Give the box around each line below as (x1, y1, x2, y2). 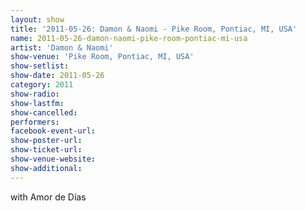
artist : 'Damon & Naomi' (10, 42, 114, 53)
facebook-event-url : (10, 126, 97, 136)
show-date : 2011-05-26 (10, 71, 105, 81)
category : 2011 (10, 80, 74, 90)
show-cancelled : (10, 107, 78, 118)
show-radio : (10, 89, 60, 99)
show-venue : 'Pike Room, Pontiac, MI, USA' (10, 52, 195, 62)
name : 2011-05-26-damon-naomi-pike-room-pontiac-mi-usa (10, 33, 248, 43)
